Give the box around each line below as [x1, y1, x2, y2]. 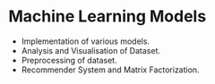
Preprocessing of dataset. [21, 55, 117, 65]
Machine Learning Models [8, 6, 207, 27]
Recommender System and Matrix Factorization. [21, 64, 200, 75]
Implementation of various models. [21, 36, 150, 46]
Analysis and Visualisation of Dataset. [21, 45, 161, 55]
